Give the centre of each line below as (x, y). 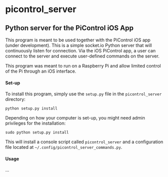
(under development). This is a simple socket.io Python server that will (79, 45)
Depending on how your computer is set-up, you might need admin (75, 118)
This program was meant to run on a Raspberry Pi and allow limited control (83, 66)
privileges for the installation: (35, 123)
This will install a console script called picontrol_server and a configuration (84, 142)
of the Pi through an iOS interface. (41, 71)
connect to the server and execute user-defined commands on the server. (82, 56)
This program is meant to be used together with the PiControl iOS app (78, 40)
